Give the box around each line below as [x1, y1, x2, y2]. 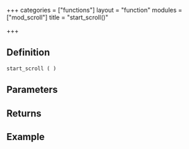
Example [6, 131, 45, 143]
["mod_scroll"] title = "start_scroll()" [6, 13, 109, 21]
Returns [6, 107, 42, 119]
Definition [6, 46, 50, 58]
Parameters [6, 84, 58, 96]
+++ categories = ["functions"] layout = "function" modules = [6, 6, 183, 14]
